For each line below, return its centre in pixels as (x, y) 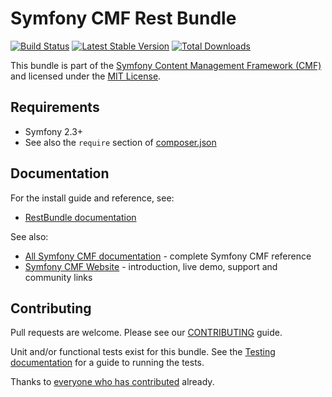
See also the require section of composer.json (120, 142)
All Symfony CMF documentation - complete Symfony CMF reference (168, 256)
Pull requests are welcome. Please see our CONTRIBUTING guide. (146, 333)
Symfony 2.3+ (54, 131)
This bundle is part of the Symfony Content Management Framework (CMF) (166, 65)
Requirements (55, 107)
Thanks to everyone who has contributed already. (112, 382)
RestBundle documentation (80, 217)
